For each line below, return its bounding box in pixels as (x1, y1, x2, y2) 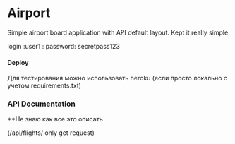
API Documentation (7, 99, 76, 109)
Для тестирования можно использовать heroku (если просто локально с (7, 74, 228, 83)
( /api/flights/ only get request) (7, 128, 95, 137)
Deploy (7, 58, 29, 66)
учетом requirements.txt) (7, 81, 81, 90)
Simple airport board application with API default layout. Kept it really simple (7, 28, 229, 37)
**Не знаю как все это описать (7, 115, 104, 124)
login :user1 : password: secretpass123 (7, 42, 120, 50)
